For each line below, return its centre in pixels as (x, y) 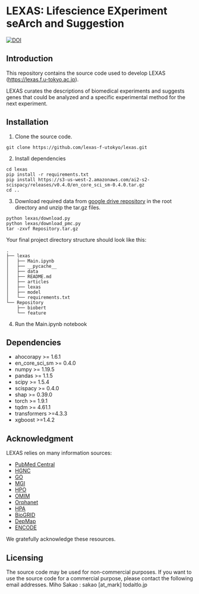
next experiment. (27, 103)
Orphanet (26, 503)
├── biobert (31, 308)
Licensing (25, 557)
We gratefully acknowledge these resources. (61, 539)
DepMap (25, 522)
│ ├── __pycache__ (32, 266)
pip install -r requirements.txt (48, 174)
